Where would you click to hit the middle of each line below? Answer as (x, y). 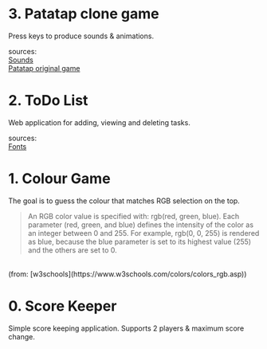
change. (22, 336)
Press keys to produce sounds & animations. (81, 36)
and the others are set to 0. (72, 250)
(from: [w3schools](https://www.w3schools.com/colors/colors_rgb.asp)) (128, 274)
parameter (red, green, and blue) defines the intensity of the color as (140, 225)
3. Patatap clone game (84, 14)
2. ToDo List (48, 101)
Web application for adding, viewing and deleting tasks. (100, 122)
